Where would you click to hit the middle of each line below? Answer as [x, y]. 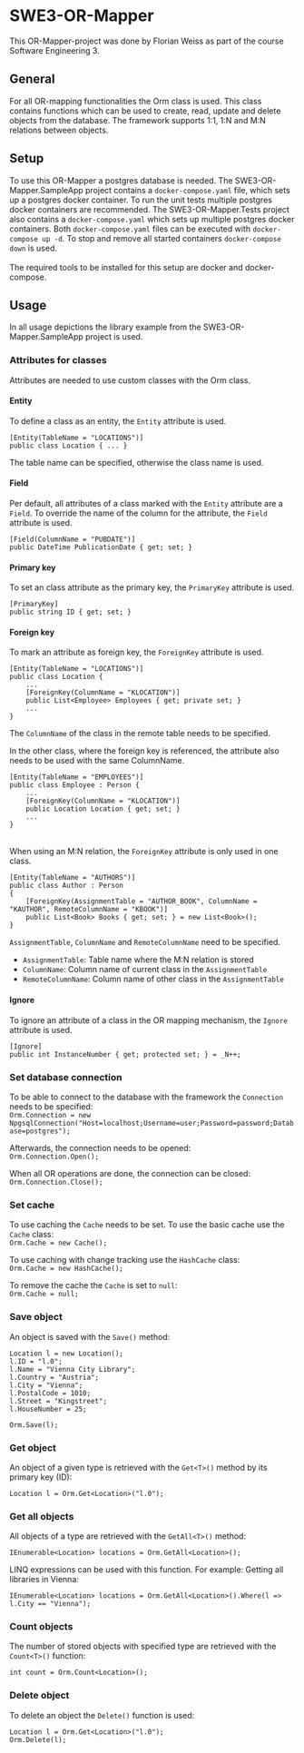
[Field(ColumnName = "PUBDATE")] [73, 540]
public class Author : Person [67, 886]
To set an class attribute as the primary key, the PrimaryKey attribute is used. [152, 587]
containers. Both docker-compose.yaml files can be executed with [130, 229]
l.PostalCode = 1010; [50, 1393]
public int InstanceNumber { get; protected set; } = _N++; [126, 1054]
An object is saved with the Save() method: [90, 1336]
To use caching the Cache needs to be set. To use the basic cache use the [147, 1225]
